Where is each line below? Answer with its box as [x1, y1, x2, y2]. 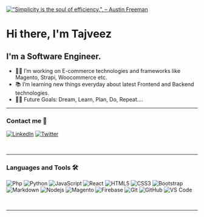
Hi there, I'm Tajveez [6, 27, 112, 41]
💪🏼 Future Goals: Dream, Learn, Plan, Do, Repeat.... [15, 96, 144, 103]
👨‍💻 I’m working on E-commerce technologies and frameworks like [15, 67, 181, 74]
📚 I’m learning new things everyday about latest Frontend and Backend [15, 81, 194, 88]
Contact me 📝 [6, 116, 47, 125]
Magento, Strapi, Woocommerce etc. [15, 74, 107, 81]
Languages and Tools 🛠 [6, 164, 79, 172]
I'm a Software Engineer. [6, 51, 101, 61]
